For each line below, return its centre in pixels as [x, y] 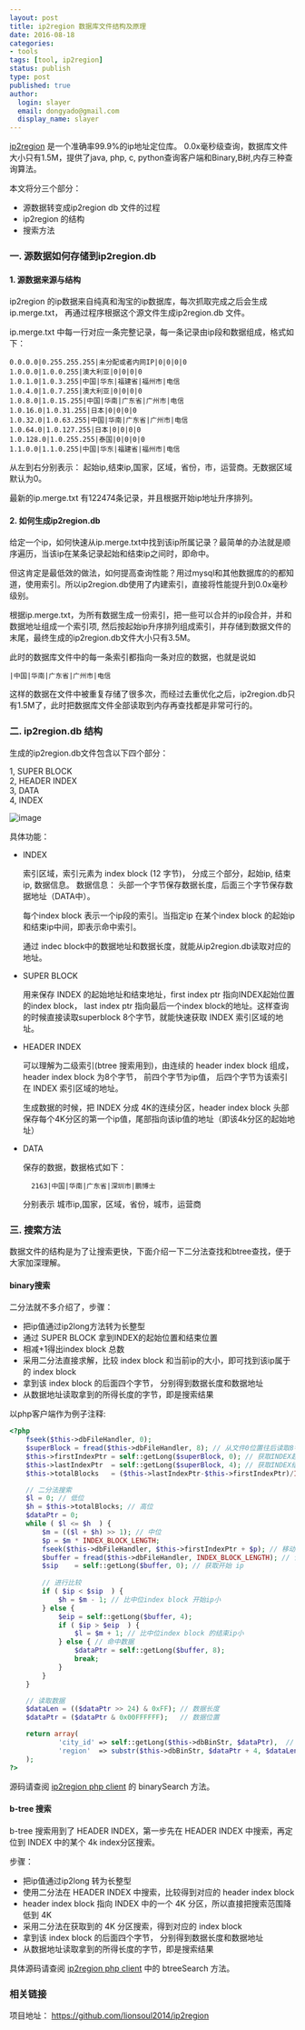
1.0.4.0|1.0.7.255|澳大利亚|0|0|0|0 [76, 392]
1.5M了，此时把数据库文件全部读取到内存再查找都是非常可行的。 [137, 705]
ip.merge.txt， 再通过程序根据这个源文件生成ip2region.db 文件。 [129, 313]
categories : [32, 43]
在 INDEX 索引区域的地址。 [73, 1088]
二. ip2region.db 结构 [56, 731]
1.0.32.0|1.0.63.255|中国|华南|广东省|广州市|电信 [99, 420]
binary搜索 [30, 1285]
